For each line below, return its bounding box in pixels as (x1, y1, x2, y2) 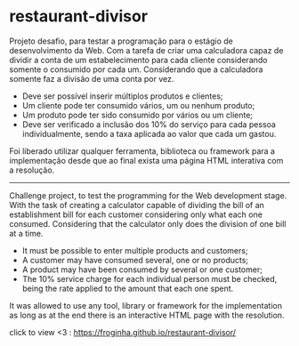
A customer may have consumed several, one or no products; (21, 254, 249, 265)
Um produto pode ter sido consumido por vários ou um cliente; (21, 109, 254, 120)
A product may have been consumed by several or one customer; (21, 264, 263, 275)
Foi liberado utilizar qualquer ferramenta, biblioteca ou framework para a (9, 145, 276, 157)
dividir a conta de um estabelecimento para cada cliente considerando (9, 54, 268, 65)
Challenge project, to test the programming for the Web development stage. (9, 189, 287, 201)
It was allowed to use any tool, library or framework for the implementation (9, 300, 283, 310)
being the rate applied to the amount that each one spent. (21, 283, 234, 294)
